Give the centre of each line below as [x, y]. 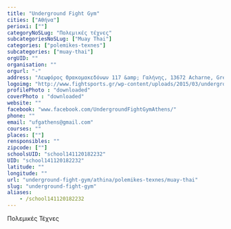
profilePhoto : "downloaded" [49, 90]
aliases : [20, 193]
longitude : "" [27, 173]
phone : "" [21, 116]
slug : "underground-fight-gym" [52, 186]
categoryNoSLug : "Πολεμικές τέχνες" [59, 33]
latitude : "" [26, 167]
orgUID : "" [23, 58]
